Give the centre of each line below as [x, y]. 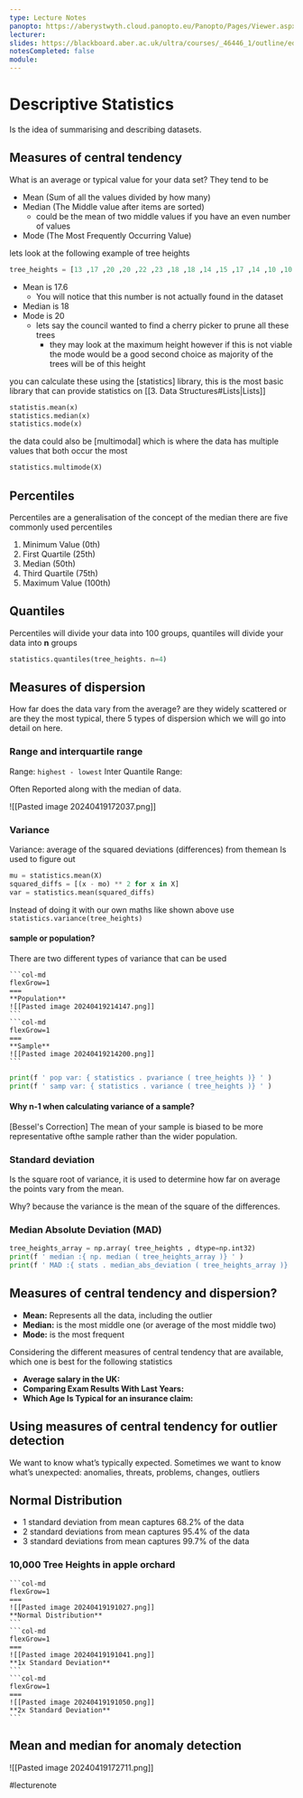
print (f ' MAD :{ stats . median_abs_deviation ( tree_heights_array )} [149, 1266]
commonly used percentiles [61, 527]
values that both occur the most [69, 451]
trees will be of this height [97, 363]
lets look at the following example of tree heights [100, 253]
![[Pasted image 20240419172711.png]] [82, 1767]
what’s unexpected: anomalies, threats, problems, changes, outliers [134, 1472]
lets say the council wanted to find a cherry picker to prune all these [162, 325]
